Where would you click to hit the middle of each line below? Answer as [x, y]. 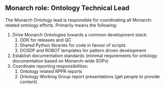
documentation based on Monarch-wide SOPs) [60, 60]
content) [28, 82]
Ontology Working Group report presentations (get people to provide [90, 76]
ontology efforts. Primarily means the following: [69, 25]
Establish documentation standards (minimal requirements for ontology [85, 56]
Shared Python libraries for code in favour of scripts [73, 45]
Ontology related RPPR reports [51, 71]
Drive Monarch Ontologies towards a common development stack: [80, 34]
